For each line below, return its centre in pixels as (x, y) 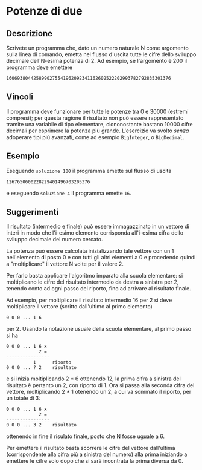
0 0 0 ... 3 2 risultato (42, 425)
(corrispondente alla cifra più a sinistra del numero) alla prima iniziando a (97, 454)
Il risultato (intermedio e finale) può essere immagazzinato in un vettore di (98, 227)
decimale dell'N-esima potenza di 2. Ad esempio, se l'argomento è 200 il (97, 61)
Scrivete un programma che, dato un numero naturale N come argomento (97, 48)
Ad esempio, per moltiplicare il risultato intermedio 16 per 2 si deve (89, 300)
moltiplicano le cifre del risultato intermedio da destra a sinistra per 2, (93, 282)
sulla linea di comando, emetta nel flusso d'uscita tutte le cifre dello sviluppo (101, 54)
